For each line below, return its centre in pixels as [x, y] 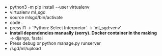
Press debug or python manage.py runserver [55, 43]
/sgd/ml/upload [25, 48]
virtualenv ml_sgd [27, 12]
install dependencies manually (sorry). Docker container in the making [83, 33]
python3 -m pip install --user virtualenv [50, 7]
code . [16, 22]
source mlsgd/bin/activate [36, 17]
